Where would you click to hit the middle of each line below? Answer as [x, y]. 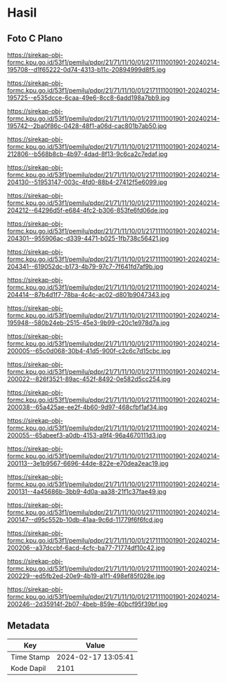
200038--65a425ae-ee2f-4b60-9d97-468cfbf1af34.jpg [87, 407]
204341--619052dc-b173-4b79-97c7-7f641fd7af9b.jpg [85, 267]
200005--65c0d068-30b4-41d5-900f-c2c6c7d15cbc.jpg [89, 351]
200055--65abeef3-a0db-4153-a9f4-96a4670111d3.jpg [87, 435]
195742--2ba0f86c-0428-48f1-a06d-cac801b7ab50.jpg [87, 126]
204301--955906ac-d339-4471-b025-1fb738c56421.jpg [88, 238]
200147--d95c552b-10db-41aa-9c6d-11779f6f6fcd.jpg [85, 520]
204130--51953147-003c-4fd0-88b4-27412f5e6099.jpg [87, 182]
